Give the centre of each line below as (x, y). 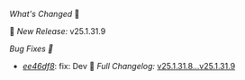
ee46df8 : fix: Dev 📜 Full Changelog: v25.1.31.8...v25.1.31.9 (129, 66)
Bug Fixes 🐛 (32, 49)
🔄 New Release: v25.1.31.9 (58, 31)
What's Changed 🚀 (45, 14)
